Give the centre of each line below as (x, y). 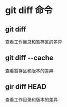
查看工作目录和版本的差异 (31, 99)
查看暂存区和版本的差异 (29, 70)
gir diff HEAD (26, 87)
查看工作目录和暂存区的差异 (34, 42)
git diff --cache (29, 58)
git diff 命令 (29, 10)
